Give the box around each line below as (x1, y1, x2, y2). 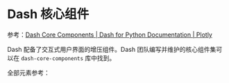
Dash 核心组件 (7, 6, 90, 22)
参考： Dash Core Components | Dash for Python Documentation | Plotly (7, 30, 213, 39)
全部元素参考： (7, 68, 50, 77)
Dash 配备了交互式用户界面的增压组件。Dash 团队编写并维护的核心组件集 (7, 45, 217, 53)
